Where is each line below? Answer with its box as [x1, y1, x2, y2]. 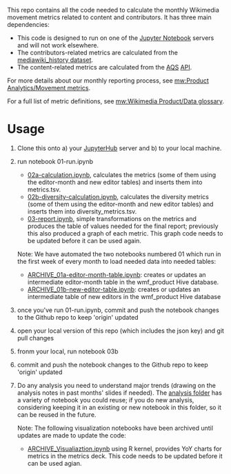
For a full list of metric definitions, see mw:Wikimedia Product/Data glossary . [7, 97, 225, 105]
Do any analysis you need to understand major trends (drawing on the [17, 381, 216, 389]
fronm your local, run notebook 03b [17, 347, 119, 355]
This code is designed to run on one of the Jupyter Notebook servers [17, 34, 214, 42]
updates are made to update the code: [17, 431, 126, 440]
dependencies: [7, 21, 50, 28]
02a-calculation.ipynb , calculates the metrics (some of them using [27, 170, 217, 178]
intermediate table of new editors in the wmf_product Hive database [27, 292, 221, 300]
